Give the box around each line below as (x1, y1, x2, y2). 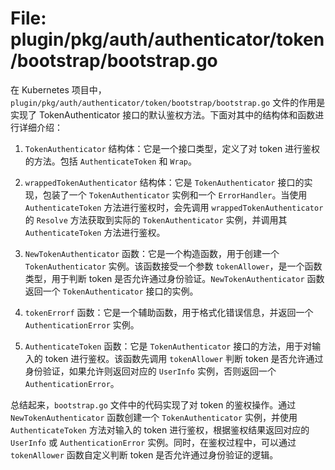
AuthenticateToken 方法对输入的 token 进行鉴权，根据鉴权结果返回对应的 (10, 423, 310, 436)
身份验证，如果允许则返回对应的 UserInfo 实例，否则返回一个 (24, 365, 277, 377)
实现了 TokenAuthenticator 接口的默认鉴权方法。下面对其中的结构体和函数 (10, 108, 316, 121)
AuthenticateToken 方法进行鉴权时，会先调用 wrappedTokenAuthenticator (24, 201, 324, 213)
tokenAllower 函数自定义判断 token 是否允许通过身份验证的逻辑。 (10, 448, 279, 461)
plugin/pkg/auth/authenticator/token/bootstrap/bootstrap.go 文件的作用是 (10, 96, 326, 108)
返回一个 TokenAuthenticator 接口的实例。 (24, 285, 199, 297)
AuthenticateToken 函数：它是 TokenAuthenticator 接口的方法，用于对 (24, 340, 313, 352)
